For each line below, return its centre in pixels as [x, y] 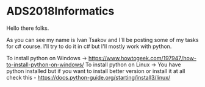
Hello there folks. [28, 28]
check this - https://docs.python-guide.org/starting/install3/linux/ [88, 77]
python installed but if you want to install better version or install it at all [96, 71]
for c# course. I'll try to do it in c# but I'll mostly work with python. [89, 46]
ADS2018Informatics [60, 11]
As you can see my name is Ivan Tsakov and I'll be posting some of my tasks [103, 40]
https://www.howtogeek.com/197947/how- [142, 58]
